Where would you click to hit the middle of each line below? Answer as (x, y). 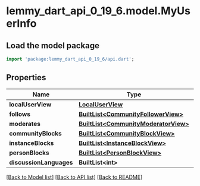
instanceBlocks (32, 143)
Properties (26, 78)
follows (20, 114)
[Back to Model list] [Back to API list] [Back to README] (74, 177)
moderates (25, 124)
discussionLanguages (41, 162)
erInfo (21, 23)
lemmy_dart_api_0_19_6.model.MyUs (98, 11)
